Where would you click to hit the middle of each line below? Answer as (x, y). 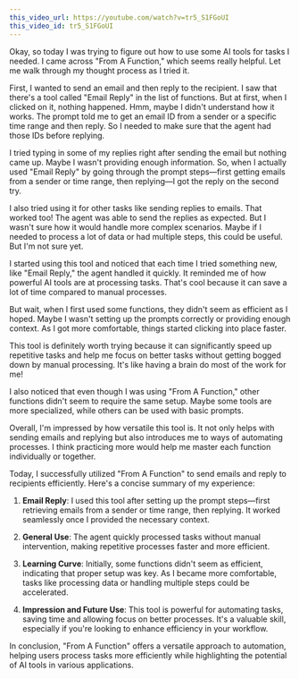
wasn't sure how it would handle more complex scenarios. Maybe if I (135, 227)
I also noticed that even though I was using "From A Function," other (135, 391)
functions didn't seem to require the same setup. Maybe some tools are (141, 401)
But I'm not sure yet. (46, 246)
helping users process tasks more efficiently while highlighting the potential (148, 655)
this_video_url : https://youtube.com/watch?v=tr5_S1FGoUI (119, 17)
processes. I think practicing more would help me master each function (140, 446)
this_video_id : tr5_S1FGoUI (62, 26)
